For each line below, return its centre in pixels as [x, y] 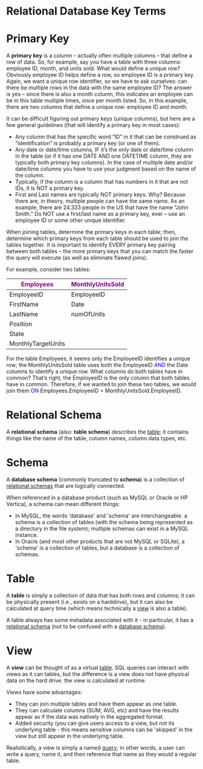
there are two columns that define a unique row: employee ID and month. [97, 107]
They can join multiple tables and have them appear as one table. [96, 704]
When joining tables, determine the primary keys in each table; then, [91, 232]
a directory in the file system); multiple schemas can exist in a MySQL [102, 528]
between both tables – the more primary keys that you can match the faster [100, 251]
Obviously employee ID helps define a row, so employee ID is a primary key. [101, 75]
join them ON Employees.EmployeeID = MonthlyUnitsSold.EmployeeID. [94, 391]
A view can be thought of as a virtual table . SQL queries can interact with [98, 667]
